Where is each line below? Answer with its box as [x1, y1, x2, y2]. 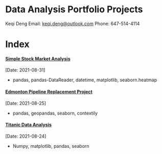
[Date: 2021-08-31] [5, 67, 45, 73]
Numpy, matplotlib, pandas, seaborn [12, 143, 89, 149]
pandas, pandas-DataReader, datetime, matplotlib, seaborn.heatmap [12, 77, 157, 83]
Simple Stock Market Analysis [5, 55, 71, 62]
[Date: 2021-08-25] [5, 100, 47, 106]
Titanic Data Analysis [5, 122, 52, 128]
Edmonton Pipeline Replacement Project [5, 89, 93, 95]
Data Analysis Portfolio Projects [5, 4, 143, 15]
